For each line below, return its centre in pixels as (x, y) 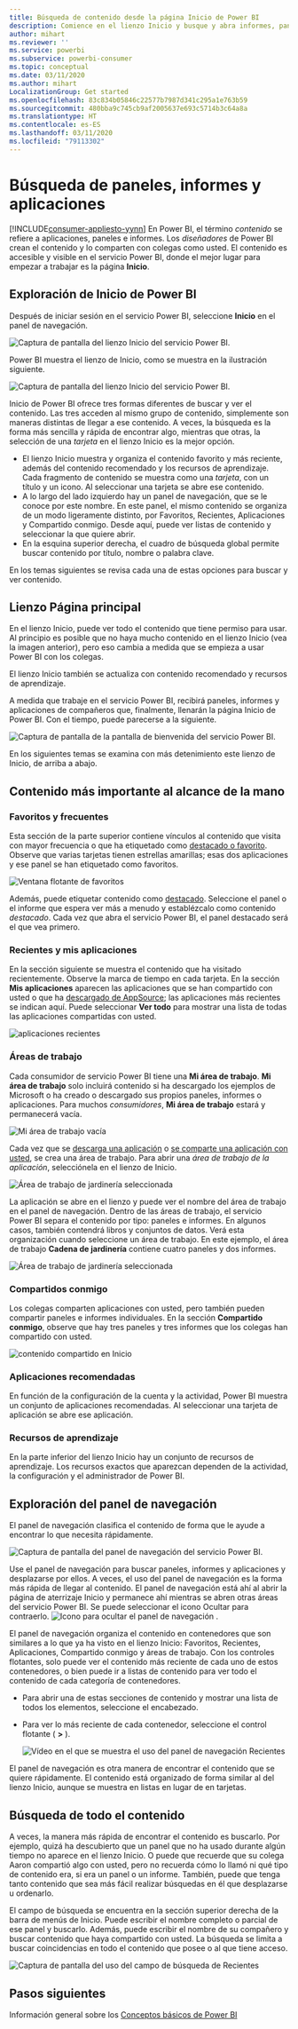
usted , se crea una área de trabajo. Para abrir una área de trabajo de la (139, 1157)
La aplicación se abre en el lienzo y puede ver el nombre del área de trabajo (148, 1201)
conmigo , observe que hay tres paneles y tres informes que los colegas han (149, 1327)
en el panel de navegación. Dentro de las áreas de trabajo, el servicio (136, 1211)
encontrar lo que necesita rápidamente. (81, 1535)
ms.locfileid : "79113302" (57, 141)
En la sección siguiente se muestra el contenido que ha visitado (125, 970)
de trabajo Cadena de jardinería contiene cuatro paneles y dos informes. (143, 1248)
